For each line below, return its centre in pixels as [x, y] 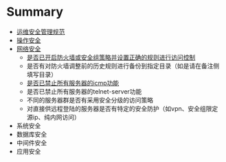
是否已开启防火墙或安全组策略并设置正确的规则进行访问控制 [111, 57]
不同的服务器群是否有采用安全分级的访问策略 [90, 100]
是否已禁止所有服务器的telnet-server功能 [84, 91]
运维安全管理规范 [41, 31]
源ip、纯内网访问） [53, 117]
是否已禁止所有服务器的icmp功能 [73, 83]
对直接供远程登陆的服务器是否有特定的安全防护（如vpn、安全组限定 [122, 108]
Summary [35, 12]
